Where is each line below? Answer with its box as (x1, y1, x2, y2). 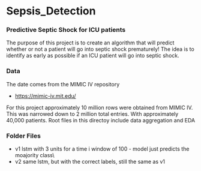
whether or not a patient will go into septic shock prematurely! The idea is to (6, 46, 195, 53)
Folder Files (6, 131, 41, 140)
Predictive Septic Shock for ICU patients (6, 26, 126, 34)
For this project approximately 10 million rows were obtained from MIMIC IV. (6, 104, 193, 111)
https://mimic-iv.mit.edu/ (14, 92, 76, 100)
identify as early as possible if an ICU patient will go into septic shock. (6, 52, 179, 59)
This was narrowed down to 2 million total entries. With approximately (6, 110, 179, 118)
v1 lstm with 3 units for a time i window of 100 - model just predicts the (14, 145, 190, 152)
